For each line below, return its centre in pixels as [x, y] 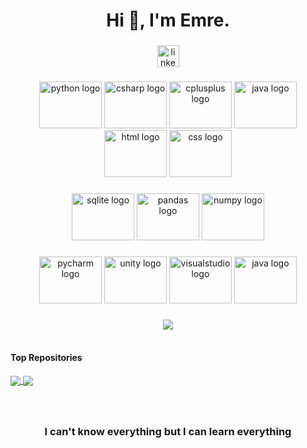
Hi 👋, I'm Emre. [168, 20]
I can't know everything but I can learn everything [168, 432]
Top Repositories [46, 358]
